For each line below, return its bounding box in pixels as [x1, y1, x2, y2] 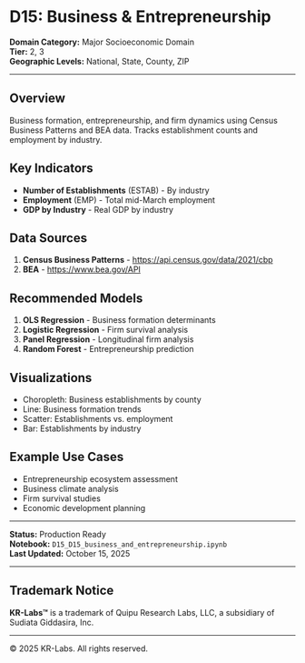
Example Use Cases [9, 449, 124, 465]
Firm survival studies [22, 493, 102, 504]
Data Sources [9, 230, 88, 246]
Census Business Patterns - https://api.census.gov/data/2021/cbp [22, 255, 274, 266]
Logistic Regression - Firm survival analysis [22, 325, 189, 336]
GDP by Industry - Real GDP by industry [22, 204, 174, 215]
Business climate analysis [22, 483, 120, 494]
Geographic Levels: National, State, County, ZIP [9, 55, 190, 66]
